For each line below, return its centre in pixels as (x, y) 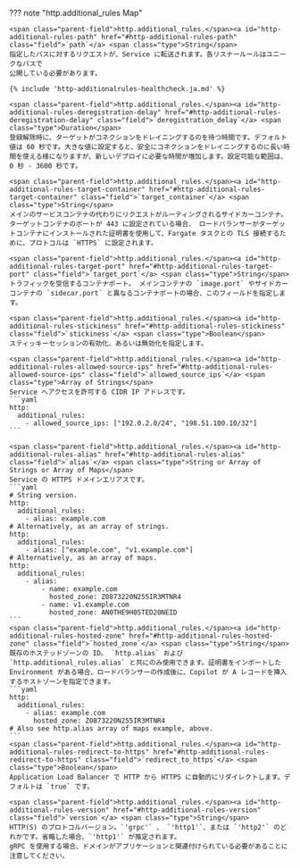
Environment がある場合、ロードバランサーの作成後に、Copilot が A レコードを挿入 (148, 672)
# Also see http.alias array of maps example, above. (112, 729)
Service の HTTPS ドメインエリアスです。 (79, 480)
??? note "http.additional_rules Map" (76, 13)
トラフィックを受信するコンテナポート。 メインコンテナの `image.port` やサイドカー (149, 284)
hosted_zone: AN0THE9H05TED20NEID (113, 613)
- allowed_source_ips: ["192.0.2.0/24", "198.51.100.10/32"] (141, 423)
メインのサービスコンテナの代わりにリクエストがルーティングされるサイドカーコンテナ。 (149, 214)
